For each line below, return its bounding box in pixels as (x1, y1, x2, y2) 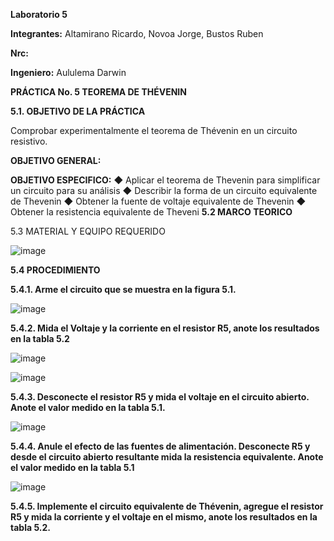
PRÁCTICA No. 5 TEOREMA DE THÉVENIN (10, 86, 187, 98)
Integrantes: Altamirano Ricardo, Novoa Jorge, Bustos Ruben (10, 28, 264, 39)
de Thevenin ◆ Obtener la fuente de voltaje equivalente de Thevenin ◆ (10, 195, 307, 207)
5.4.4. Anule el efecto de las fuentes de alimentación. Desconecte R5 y (10, 440, 311, 452)
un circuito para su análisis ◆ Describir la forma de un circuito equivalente (10, 185, 318, 196)
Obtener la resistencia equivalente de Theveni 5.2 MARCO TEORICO (10, 206, 293, 218)
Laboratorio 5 (10, 9, 68, 20)
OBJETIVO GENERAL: (10, 155, 102, 166)
